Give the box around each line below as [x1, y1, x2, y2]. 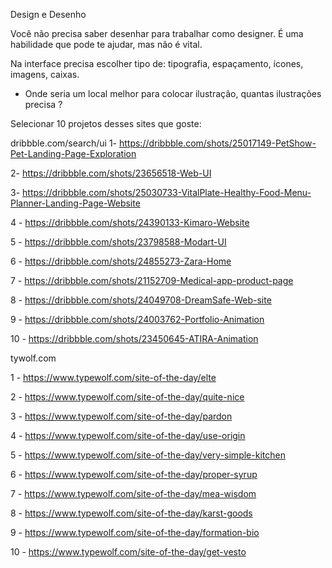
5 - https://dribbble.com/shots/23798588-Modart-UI [10, 236, 227, 248]
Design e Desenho [10, 9, 87, 20]
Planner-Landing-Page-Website [10, 197, 141, 209]
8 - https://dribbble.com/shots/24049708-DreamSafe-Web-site [10, 294, 272, 306]
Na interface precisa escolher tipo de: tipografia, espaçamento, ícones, [10, 58, 304, 69]
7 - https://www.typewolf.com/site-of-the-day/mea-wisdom [10, 488, 257, 499]
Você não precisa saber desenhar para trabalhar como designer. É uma [10, 28, 304, 39]
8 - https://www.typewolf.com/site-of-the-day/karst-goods [10, 507, 253, 519]
